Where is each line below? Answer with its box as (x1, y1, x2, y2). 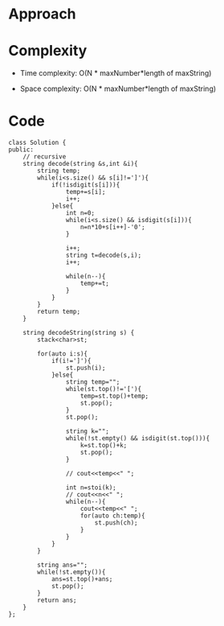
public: (8, 146, 35, 154)
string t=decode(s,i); (65, 251, 142, 260)
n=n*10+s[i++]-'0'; (79, 223, 146, 232)
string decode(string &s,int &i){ (22, 160, 138, 168)
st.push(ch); (94, 519, 138, 527)
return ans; (37, 596, 78, 604)
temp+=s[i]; (65, 188, 106, 196)
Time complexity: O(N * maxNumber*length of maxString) (19, 68, 212, 78)
